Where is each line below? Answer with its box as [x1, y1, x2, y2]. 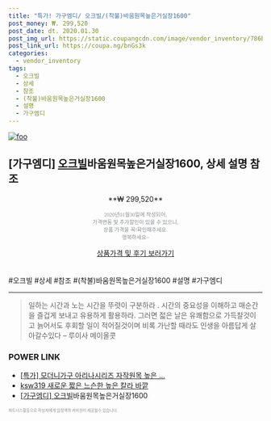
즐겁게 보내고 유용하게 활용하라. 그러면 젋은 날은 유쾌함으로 [36, 310, 223, 320]
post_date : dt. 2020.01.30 [8, 27, 99, 35]
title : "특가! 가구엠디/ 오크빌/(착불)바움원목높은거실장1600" [8, 11, 191, 20]
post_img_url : [8, 34, 56, 43]
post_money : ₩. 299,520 [8, 19, 89, 27]
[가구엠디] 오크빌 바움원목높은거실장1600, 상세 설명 [8, 157, 248, 171]
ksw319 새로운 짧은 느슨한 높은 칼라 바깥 [19, 381, 149, 390]
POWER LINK [8, 351, 60, 362]
